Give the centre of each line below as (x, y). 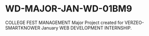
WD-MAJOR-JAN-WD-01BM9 (69, 9)
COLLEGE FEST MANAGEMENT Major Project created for (64, 22)
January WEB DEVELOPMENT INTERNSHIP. (87, 27)
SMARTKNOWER (23, 27)
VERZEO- (134, 22)
